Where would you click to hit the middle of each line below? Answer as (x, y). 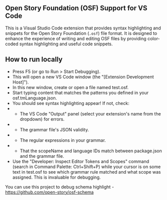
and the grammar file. (42, 156)
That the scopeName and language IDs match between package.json (91, 151)
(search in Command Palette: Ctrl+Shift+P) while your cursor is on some (86, 167)
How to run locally (34, 59)
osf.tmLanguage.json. (35, 98)
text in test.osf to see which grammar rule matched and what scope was (86, 172)
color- (154, 38)
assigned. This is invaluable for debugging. (57, 177)
